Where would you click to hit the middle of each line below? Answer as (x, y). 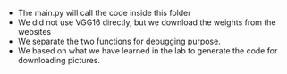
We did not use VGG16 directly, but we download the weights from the (147, 22)
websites (34, 32)
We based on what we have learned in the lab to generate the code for (148, 51)
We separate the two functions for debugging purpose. (119, 41)
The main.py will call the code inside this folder (104, 13)
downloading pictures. (59, 60)
